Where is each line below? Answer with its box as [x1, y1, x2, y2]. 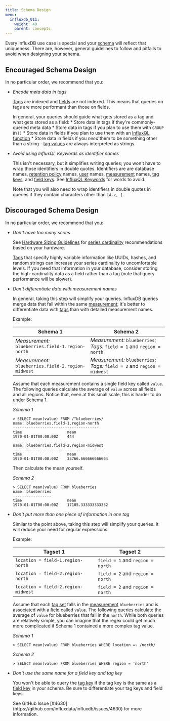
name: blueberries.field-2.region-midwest [12, 443, 104, 448]
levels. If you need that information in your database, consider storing [12, 265, 158, 271]
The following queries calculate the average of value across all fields [12, 386, 156, 392]
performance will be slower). [12, 276, 73, 282]
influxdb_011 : [10, 17, 39, 22]
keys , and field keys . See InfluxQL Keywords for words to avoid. [12, 176, 146, 182]
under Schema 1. [12, 397, 48, 403]
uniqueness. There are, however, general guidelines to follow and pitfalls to [5, 46, 162, 52]
